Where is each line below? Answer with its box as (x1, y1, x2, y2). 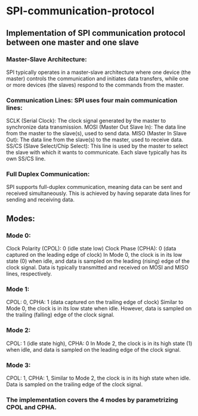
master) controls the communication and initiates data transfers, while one (6, 74, 189, 82)
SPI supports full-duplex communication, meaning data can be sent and (6, 184, 183, 191)
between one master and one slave (6, 37, 139, 47)
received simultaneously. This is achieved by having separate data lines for (6, 190, 191, 197)
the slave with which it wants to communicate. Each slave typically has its (6, 149, 187, 156)
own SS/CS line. (6, 155, 46, 162)
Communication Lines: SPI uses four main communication (6, 96, 178, 104)
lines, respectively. (6, 270, 52, 278)
